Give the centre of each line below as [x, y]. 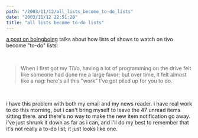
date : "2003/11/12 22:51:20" [42, 17]
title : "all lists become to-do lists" [55, 22]
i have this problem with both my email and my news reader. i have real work [99, 104]
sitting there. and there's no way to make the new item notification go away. [98, 116]
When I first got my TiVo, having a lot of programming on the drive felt [106, 68]
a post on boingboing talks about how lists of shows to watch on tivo [90, 40]
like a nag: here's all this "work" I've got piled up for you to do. [96, 81]
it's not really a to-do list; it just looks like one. [62, 129]
